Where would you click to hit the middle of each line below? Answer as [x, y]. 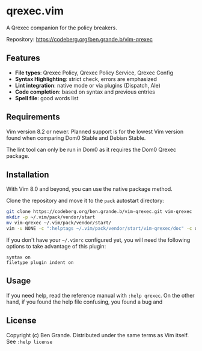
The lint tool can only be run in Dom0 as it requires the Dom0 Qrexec [91, 149]
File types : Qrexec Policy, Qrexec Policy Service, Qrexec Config [94, 73]
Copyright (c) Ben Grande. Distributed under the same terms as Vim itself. [98, 335]
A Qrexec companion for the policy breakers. [62, 28]
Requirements [33, 117]
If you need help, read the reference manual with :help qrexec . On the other [100, 295]
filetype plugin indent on [40, 262]
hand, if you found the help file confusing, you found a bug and [84, 302]
